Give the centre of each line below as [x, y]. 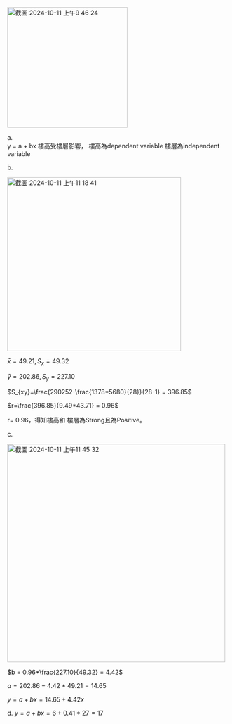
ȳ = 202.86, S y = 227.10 [41, 377]
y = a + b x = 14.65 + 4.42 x [46, 699]
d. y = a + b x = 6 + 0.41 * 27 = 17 [55, 713]
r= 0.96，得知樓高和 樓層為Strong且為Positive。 [76, 420]
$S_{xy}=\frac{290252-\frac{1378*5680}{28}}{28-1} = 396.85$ [100, 392]
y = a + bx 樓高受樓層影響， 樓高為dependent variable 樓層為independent [114, 146]
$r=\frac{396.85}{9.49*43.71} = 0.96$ [63, 405]
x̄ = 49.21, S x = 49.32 [38, 362]
